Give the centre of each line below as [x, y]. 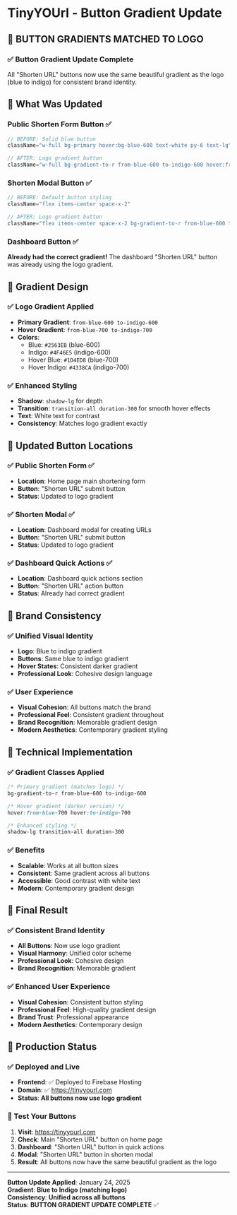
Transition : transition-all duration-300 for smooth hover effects [114, 408]
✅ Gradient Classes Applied [56, 772]
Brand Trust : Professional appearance [73, 1017]
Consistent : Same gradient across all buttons [84, 873]
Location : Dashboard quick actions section [80, 579]
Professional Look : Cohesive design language [85, 674]
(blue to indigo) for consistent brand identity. [72, 82]
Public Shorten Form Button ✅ [60, 124]
